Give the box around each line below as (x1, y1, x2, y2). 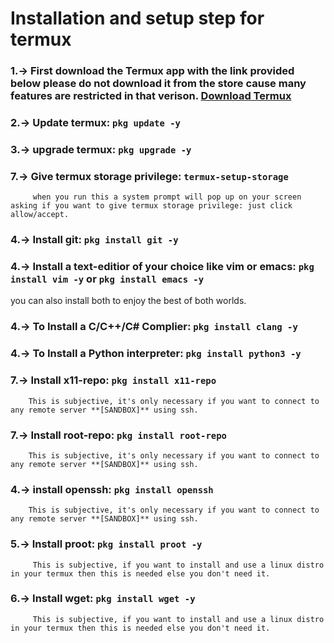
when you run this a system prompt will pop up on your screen (32, 192, 302, 202)
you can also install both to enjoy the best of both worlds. (10, 295, 247, 307)
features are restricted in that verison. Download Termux (10, 89, 292, 103)
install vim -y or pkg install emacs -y (10, 272, 205, 286)
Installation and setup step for (10, 7, 265, 30)
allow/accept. (10, 210, 70, 220)
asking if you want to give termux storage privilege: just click (10, 201, 293, 211)
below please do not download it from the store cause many (10, 77, 307, 91)
